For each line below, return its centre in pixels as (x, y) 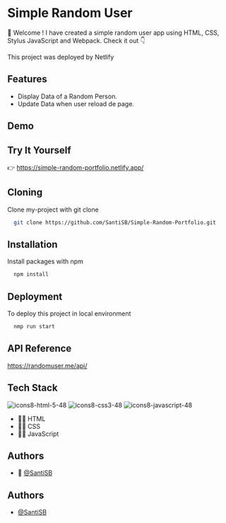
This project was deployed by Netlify (61, 57)
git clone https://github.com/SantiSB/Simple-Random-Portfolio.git (115, 222)
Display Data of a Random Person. (67, 96)
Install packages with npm (45, 261)
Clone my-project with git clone (53, 209)
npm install (31, 275)
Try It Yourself (40, 150)
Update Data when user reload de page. (76, 103)
